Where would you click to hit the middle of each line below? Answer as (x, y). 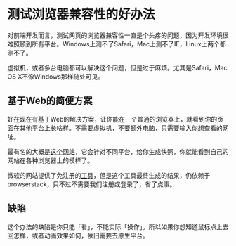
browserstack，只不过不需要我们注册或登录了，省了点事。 (92, 184)
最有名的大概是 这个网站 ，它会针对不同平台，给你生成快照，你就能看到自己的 (118, 151)
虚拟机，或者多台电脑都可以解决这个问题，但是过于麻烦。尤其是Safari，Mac (117, 67)
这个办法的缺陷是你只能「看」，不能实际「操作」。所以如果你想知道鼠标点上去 (118, 226)
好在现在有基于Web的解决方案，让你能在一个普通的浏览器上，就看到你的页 (115, 119)
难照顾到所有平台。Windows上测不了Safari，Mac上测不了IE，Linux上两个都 (117, 44)
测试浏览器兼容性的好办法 (81, 14)
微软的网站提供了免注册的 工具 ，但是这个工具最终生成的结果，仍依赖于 (109, 175)
